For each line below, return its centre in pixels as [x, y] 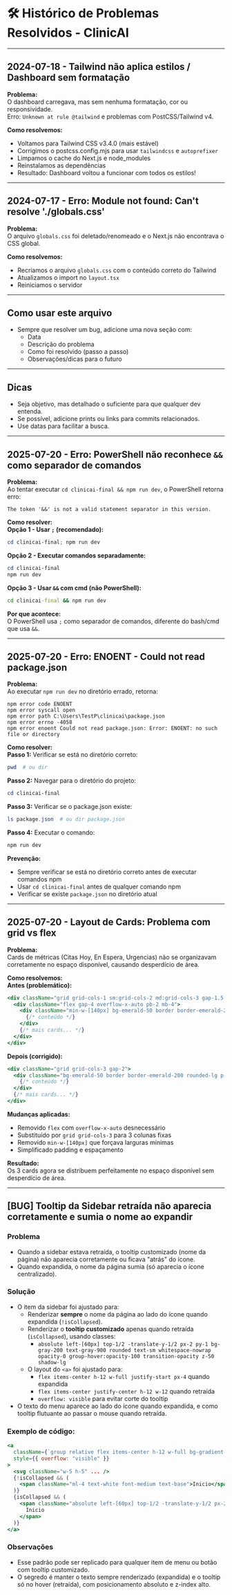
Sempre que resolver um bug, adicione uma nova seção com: [105, 330]
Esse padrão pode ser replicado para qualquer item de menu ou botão [117, 1562]
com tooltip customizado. [53, 1569]
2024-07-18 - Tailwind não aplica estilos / [99, 67]
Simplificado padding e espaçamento [70, 1150]
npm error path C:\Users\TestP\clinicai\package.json [86, 716]
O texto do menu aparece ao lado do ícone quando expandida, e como [118, 1406]
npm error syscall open [41, 711]
